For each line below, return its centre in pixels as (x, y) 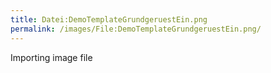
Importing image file (51, 57)
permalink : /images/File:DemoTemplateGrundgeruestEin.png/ (136, 29)
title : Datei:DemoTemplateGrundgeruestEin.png (109, 19)
